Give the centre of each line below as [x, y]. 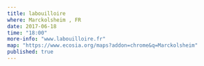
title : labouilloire [37, 13]
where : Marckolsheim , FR [44, 20]
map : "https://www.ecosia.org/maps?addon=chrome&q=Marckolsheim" [102, 45]
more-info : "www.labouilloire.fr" [57, 39]
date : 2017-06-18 [32, 26]
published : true [30, 52]
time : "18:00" [27, 33]
